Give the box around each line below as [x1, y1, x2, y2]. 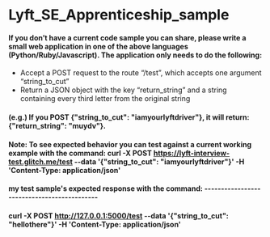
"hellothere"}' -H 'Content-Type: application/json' [8, 219, 182, 229]
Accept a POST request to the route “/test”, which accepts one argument [19, 68, 262, 78]
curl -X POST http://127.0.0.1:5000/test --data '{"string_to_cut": [8, 210, 229, 220]
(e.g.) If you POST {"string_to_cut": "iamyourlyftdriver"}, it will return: [8, 112, 250, 122]
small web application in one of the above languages [8, 41, 188, 51]
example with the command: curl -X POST [8, 148, 152, 158]
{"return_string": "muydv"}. [8, 121, 107, 130]
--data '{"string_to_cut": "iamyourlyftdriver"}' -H [74, 156, 245, 167]
